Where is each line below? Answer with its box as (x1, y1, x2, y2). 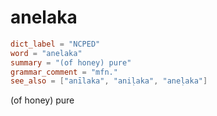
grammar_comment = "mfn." (10, 67, 118, 77)
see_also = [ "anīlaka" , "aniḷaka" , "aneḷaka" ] (10, 76, 208, 86)
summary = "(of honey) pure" (10, 57, 132, 68)
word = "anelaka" (10, 48, 83, 58)
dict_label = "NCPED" (10, 39, 101, 49)
